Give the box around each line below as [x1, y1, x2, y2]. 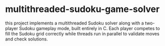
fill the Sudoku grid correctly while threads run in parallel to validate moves [5, 30, 159, 36]
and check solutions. [5, 36, 48, 42]
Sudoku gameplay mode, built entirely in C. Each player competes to [19, 25, 160, 31]
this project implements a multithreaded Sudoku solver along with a [5, 20, 144, 26]
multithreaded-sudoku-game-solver [5, 3, 160, 15]
